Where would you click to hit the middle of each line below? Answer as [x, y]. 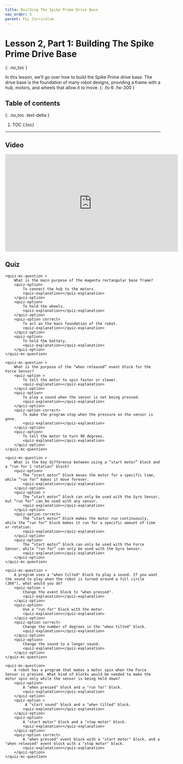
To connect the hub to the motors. [59, 289]
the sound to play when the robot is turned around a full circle [75, 579]
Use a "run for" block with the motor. [64, 609]
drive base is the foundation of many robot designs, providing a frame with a [83, 83]
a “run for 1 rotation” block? [37, 466]
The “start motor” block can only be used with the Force [84, 544]
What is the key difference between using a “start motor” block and [87, 462]
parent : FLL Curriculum [30, 19]
